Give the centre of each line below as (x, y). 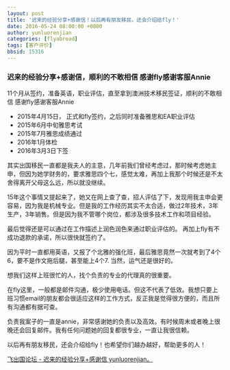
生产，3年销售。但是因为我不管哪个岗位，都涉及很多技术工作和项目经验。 (111, 214)
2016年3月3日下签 (42, 151)
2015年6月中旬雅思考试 (50, 125)
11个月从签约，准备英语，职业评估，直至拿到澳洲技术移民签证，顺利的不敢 (112, 93)
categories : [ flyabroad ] (42, 39)
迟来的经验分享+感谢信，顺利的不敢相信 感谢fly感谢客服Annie (109, 77)
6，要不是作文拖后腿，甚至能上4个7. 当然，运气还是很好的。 (92, 261)
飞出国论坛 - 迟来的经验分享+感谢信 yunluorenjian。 (80, 359)
